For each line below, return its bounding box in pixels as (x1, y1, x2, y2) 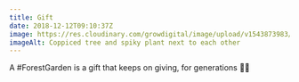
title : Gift (9, 12, 53, 22)
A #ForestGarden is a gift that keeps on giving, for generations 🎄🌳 (9, 62, 251, 73)
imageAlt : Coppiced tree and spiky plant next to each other (9, 37, 241, 47)
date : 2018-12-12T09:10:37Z (9, 21, 114, 30)
